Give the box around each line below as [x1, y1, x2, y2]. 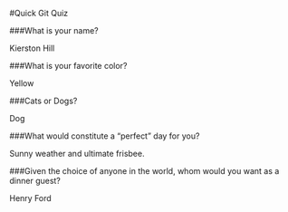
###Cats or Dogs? [9, 95, 78, 106]
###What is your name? [9, 25, 99, 35]
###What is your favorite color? [9, 61, 128, 71]
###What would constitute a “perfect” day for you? [9, 130, 200, 141]
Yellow [9, 78, 34, 89]
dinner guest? [9, 176, 62, 186]
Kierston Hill [9, 43, 55, 53]
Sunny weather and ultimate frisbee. [9, 149, 145, 159]
